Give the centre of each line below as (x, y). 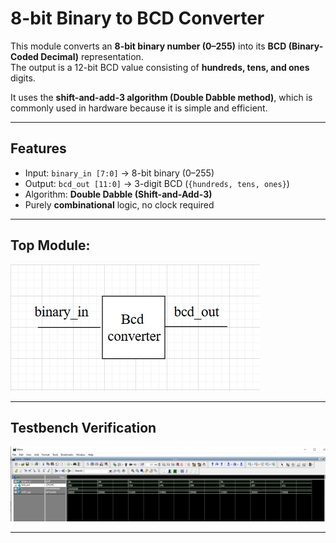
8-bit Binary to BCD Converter (137, 18)
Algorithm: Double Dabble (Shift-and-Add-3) (118, 194)
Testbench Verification (83, 427)
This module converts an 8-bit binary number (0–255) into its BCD (148, 46)
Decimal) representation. (92, 56)
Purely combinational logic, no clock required (119, 204)
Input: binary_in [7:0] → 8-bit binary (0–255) (119, 173)
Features (38, 148)
